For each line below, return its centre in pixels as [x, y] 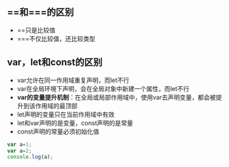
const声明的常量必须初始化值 [58, 131]
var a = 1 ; [20, 144]
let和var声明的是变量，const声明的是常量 [75, 123]
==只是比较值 [36, 30]
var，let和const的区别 [55, 63]
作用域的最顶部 [56, 105]
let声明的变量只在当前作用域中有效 [65, 114]
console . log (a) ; [30, 157]
